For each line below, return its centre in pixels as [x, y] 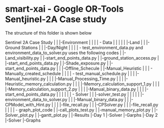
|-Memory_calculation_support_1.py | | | [120, 84]
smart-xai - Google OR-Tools [64, 9]
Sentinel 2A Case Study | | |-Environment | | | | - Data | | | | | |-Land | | [75, 42]
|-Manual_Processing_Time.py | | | [89, 79]
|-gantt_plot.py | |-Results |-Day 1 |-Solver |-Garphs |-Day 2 [98, 115]
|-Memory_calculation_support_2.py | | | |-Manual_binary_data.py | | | [75, 89]
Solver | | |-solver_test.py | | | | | [107, 94]
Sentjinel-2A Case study [56, 19]
